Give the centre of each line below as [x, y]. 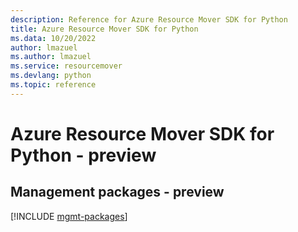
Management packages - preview [117, 192]
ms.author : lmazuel [51, 57]
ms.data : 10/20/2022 [53, 38]
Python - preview [83, 155]
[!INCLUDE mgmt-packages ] [69, 216]
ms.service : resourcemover [66, 66]
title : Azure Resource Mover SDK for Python [104, 29]
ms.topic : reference [53, 85]
